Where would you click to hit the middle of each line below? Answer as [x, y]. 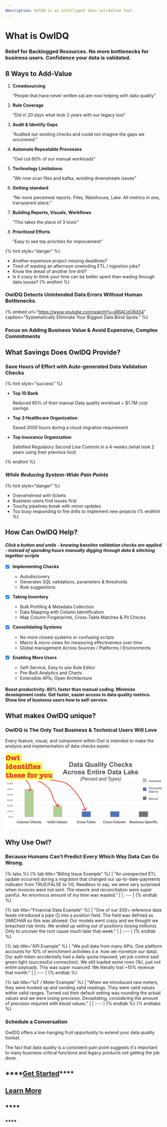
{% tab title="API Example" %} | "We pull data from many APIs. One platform [84, 946]
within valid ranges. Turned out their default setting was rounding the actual [83, 993]
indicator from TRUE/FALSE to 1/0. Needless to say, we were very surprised [83, 884]
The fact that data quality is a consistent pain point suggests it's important [82, 1048]
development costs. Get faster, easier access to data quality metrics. [78, 695]
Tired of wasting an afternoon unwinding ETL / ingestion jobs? [76, 266]
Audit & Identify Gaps [35, 124]
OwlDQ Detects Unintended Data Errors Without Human [74, 295]
